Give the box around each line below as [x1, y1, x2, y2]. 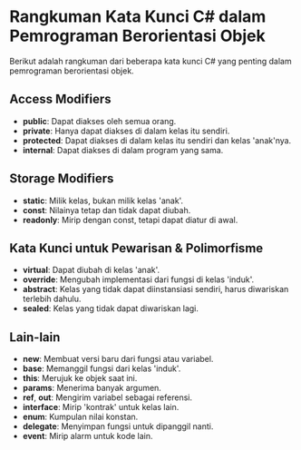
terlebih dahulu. [22, 293, 82, 305]
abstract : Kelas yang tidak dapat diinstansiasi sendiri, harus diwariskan [22, 284, 289, 295]
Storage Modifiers [9, 171, 114, 187]
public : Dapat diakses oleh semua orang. [22, 115, 177, 126]
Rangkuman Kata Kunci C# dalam [9, 6, 267, 27]
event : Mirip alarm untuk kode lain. [22, 431, 153, 442]
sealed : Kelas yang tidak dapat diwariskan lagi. [22, 303, 199, 314]
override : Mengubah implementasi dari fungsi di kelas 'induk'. [22, 274, 255, 285]
